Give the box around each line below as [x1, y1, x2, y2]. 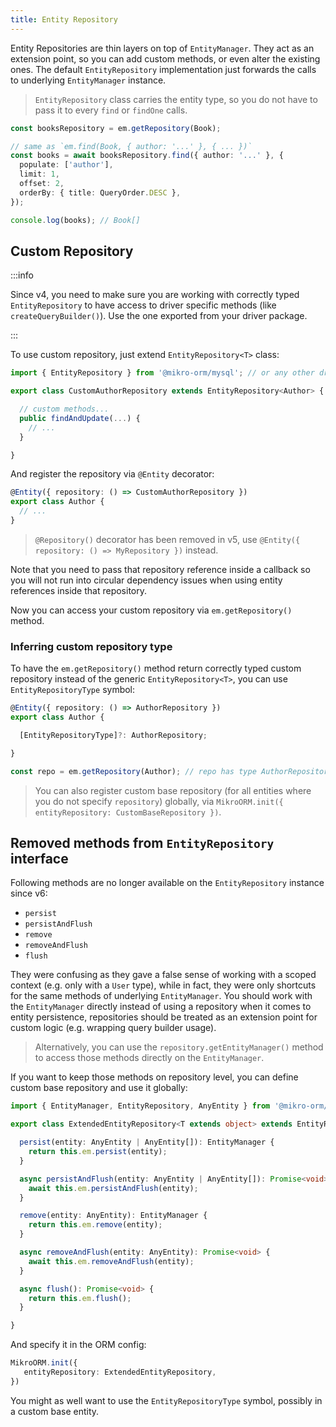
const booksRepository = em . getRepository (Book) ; [10, 123, 222, 133]
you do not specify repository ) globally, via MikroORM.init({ [34, 795, 284, 807]
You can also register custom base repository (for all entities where [34, 784, 312, 796]
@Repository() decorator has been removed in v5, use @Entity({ [34, 533, 301, 545]
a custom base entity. [10, 1405, 100, 1417]
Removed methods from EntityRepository [10, 835, 275, 851]
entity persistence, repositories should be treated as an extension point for [10, 1011, 318, 1023]
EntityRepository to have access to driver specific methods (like [10, 299, 277, 311]
